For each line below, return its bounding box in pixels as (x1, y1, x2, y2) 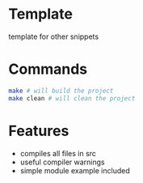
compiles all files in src (19, 148, 97, 158)
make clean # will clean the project (8, 94, 136, 102)
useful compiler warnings (19, 157, 105, 167)
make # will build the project (8, 87, 114, 95)
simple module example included (19, 165, 131, 175)
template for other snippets (8, 32, 99, 41)
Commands (8, 60, 88, 79)
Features (8, 121, 69, 140)
